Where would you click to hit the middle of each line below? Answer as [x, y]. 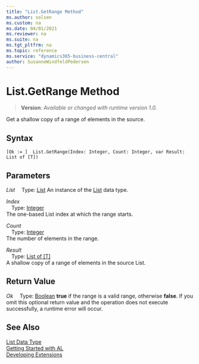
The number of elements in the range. [53, 238]
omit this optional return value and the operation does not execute [87, 302]
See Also [23, 327]
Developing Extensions [34, 354]
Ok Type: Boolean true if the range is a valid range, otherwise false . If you [100, 296]
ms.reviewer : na [26, 34]
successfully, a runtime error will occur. [55, 308]
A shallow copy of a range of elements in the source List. [76, 263]
